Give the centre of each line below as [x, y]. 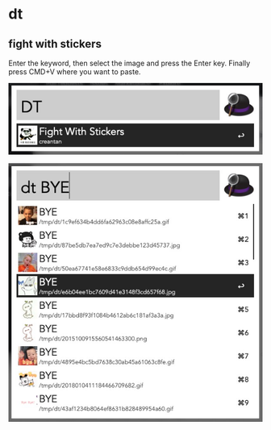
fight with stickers [55, 44]
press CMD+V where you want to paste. [75, 72]
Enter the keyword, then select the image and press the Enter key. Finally [129, 63]
